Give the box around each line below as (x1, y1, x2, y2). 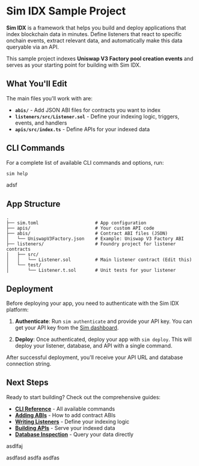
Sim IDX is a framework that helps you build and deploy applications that (6, 24, 186, 31)
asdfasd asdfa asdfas (6, 454, 60, 461)
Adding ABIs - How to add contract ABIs (14, 411, 116, 418)
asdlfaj (6, 442, 23, 449)
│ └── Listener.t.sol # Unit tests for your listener (6, 268, 176, 274)
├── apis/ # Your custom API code (6, 225, 155, 231)
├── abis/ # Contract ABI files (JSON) (6, 230, 168, 237)
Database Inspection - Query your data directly (14, 431, 134, 438)
